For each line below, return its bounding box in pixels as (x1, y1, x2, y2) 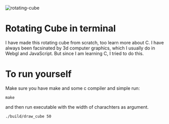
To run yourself (5, 68, 72, 80)
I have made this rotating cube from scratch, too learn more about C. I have (5, 39, 164, 45)
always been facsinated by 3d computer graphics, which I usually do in (5, 45, 155, 51)
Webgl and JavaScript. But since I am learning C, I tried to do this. (5, 50, 144, 56)
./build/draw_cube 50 (5, 114, 52, 119)
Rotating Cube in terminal (5, 23, 116, 34)
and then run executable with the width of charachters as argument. (5, 104, 149, 110)
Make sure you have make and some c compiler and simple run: (5, 85, 140, 91)
